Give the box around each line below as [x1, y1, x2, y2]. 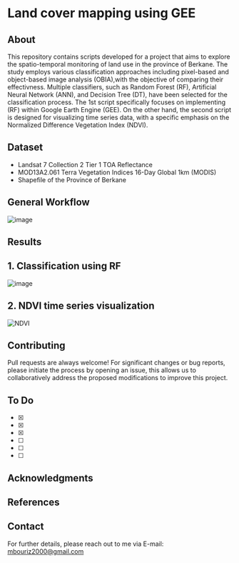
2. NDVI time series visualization [7, 300, 155, 312]
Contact [7, 520, 44, 533]
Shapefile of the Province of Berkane [17, 175, 127, 184]
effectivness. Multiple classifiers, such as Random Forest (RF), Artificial [7, 83, 217, 91]
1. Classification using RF [7, 260, 121, 272]
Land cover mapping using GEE [7, 5, 196, 21]
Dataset [7, 141, 44, 154]
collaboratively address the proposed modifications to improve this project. [7, 374, 228, 382]
